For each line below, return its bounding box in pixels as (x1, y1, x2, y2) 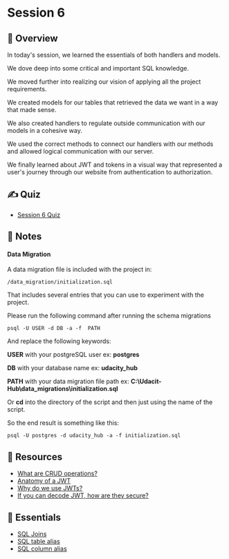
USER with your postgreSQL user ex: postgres (7, 351, 140, 359)
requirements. (7, 85, 47, 93)
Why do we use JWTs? (17, 484, 83, 493)
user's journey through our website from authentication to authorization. (7, 168, 213, 176)
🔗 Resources (7, 451, 63, 463)
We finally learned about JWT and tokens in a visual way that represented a (7, 161, 223, 169)
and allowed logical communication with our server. (7, 147, 154, 155)
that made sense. (7, 106, 57, 113)
